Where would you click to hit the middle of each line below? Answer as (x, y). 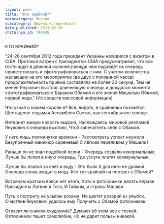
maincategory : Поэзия (27, 19)
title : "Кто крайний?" (28, 14)
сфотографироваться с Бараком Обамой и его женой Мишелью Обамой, (82, 93)
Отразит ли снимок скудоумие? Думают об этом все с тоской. (71, 211)
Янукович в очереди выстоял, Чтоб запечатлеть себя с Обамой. (73, 128)
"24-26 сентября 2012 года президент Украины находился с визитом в (80, 56)
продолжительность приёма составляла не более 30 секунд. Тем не (78, 82)
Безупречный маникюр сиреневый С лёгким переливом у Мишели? (77, 142)
